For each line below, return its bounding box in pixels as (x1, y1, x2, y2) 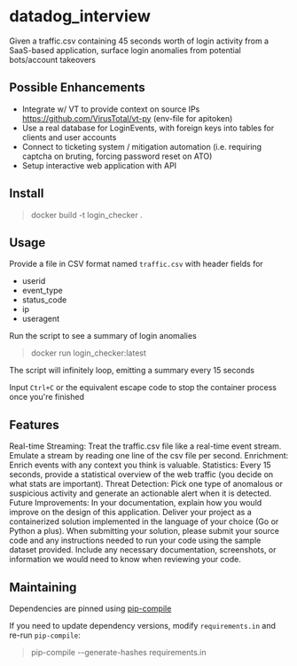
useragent (21, 313, 60, 325)
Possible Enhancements (9, 80, 146, 95)
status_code (21, 294, 67, 305)
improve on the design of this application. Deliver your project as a (9, 507, 253, 518)
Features (9, 417, 59, 432)
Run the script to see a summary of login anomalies (9, 331, 197, 341)
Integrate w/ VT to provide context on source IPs (21, 104, 200, 114)
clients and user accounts (21, 131, 117, 143)
